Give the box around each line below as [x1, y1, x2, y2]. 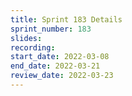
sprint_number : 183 [10, 24, 92, 34]
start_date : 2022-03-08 [10, 52, 110, 62]
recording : [10, 42, 56, 53]
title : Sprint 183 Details [10, 14, 123, 25]
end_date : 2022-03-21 [10, 61, 101, 71]
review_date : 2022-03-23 [10, 71, 114, 81]
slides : [10, 33, 43, 43]
